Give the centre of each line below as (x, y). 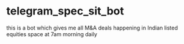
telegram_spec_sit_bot (65, 11)
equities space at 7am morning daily (52, 34)
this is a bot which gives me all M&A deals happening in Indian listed (92, 28)
